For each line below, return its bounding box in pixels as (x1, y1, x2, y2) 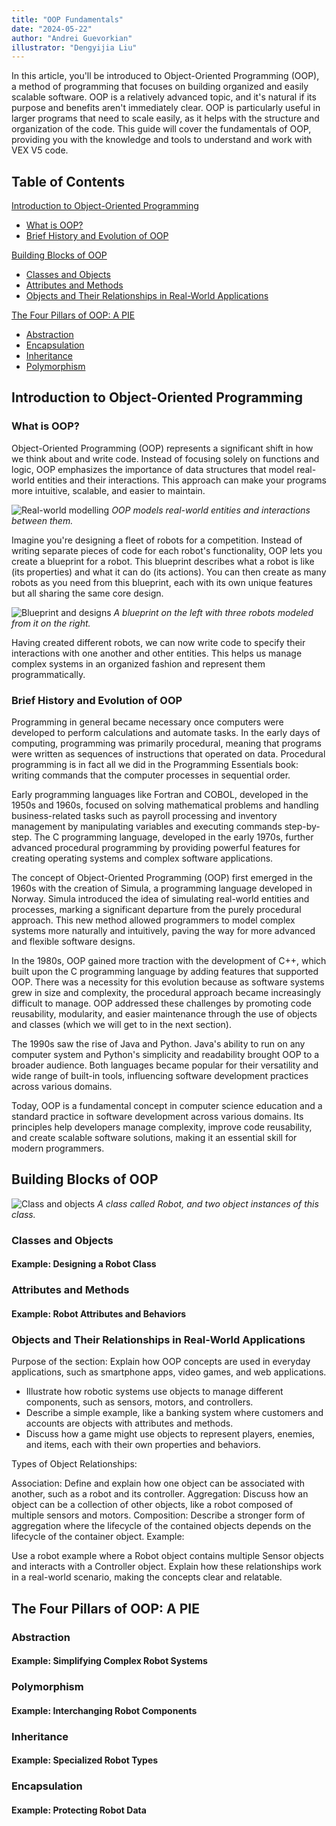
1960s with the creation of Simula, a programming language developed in (11, 882, 313, 895)
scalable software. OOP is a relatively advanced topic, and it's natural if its (11, 91, 317, 103)
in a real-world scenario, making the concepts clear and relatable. (11, 1571, 283, 1583)
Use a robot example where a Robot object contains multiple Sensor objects (11, 1550, 324, 1562)
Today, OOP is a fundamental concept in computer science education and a (11, 1100, 323, 1112)
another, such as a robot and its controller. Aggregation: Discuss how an (11, 1488, 309, 1500)
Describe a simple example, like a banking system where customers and (25, 1407, 324, 1419)
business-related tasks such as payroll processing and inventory (11, 810, 278, 822)
